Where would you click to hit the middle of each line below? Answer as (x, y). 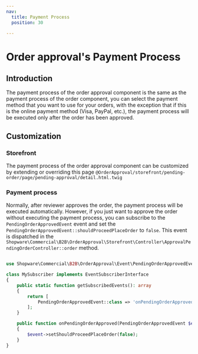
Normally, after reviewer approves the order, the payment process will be (95, 205)
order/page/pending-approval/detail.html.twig (64, 178)
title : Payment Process (40, 17)
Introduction (29, 78)
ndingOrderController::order (42, 249)
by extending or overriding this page (50, 172)
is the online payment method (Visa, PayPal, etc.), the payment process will (98, 111)
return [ (38, 296)
